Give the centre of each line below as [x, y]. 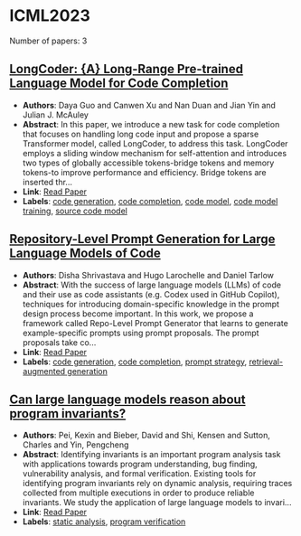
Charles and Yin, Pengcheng [75, 445]
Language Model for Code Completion [119, 84]
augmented [44, 371]
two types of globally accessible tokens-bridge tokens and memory [148, 163]
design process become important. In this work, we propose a [138, 314]
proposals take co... [59, 342]
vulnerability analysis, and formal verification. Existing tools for [139, 474]
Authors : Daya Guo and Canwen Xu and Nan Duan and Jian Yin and [149, 105]
